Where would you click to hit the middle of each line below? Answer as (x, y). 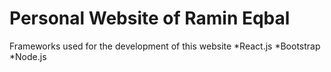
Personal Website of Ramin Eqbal (150, 18)
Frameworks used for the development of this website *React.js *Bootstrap (165, 46)
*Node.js (28, 56)
